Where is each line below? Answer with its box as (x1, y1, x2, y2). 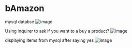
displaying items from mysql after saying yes (5, 37, 94, 43)
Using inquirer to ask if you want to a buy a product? (5, 28, 110, 34)
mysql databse (5, 19, 35, 24)
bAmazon (5, 3, 44, 14)
